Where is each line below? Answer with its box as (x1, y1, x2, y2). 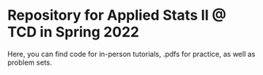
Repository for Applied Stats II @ (7, 6, 227, 24)
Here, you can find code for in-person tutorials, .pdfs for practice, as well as (7, 49, 256, 58)
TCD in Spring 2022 (7, 23, 139, 41)
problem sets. (7, 58, 52, 67)
